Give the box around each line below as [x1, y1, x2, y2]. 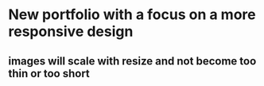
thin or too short [8, 66, 90, 80]
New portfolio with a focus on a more [8, 6, 256, 24]
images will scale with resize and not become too [8, 54, 257, 68]
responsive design [8, 22, 134, 41]
